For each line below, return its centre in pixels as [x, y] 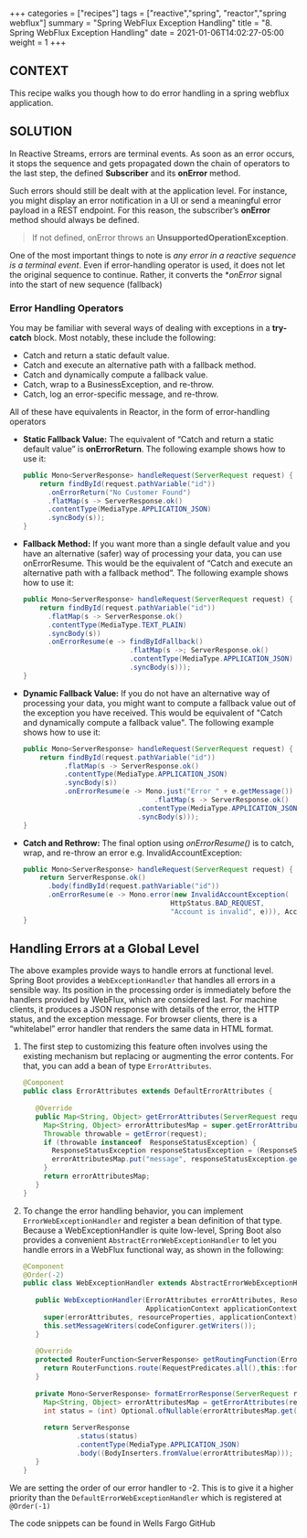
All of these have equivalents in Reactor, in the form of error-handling [140, 411]
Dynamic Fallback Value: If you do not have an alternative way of [146, 693]
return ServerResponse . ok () [93, 878]
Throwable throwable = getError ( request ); [126, 1134]
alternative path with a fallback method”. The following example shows [156, 573]
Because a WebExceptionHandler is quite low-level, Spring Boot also [152, 1230]
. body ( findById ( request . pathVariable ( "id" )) [133, 886]
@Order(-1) [30, 1506]
